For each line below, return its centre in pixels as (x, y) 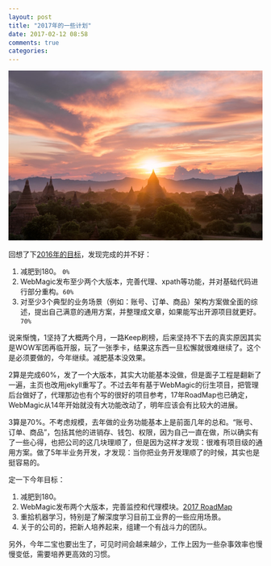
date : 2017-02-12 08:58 (48, 34)
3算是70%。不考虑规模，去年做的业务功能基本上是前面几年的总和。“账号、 (133, 422)
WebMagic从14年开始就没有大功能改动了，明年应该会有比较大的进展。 (125, 405)
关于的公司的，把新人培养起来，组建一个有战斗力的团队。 (115, 526)
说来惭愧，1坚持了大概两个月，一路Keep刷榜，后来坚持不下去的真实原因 (128, 337)
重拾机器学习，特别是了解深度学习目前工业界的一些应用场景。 (123, 517)
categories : (28, 51)
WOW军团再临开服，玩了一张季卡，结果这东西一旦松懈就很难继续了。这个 (138, 348)
